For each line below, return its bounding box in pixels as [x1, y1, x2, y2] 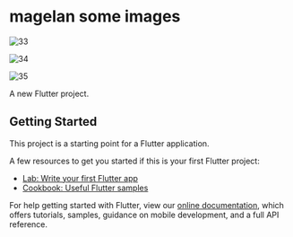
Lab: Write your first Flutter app [22, 172, 139, 183]
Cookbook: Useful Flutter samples [22, 182, 149, 193]
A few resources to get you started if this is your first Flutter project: [9, 155, 260, 166]
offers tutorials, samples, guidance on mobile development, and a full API [9, 209, 280, 220]
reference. [9, 218, 47, 230]
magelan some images [9, 6, 181, 27]
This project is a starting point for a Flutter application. [9, 137, 210, 149]
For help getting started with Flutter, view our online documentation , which [9, 199, 285, 210]
